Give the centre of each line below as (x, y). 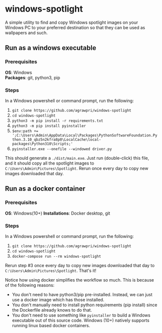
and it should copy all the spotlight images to (50, 163)
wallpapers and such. (26, 33)
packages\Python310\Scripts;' (43, 144)
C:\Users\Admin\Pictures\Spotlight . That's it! (51, 270)
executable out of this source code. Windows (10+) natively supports (81, 320)
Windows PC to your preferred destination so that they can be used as (75, 27)
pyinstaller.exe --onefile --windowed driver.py (62, 149)
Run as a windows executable (51, 48)
